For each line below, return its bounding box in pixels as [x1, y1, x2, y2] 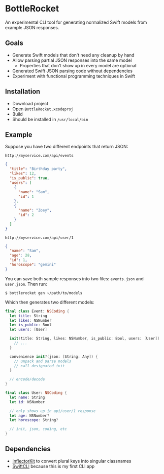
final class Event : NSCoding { [5, 308, 69, 314]
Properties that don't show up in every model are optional [19, 62, 136, 68]
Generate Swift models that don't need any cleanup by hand [12, 52, 134, 58]
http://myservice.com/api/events [5, 153, 74, 158]
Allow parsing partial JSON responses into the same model [12, 57, 132, 63]
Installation [5, 87, 40, 96]
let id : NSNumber [9, 399, 45, 404]
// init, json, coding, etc [9, 427, 67, 431]
